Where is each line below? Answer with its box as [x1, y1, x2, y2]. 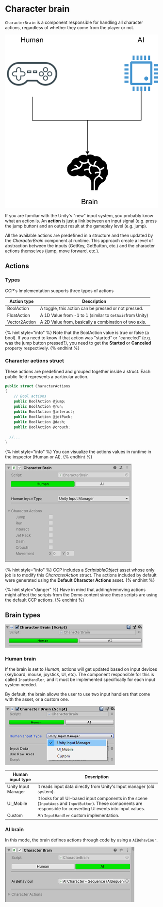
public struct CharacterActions [5, 384, 70, 388]
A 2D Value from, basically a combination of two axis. [40, 319, 147, 325]
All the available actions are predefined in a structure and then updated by [5, 232, 153, 238]
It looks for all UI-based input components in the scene [37, 796, 148, 802]
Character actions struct [5, 357, 64, 364]
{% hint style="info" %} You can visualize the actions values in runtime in [5, 449, 151, 455]
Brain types [5, 611, 41, 619]
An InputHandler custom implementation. [37, 813, 120, 819]
